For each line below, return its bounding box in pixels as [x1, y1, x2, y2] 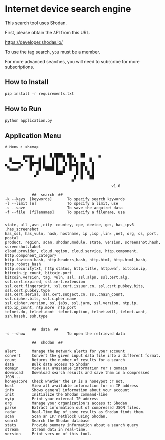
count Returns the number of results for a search [5, 358, 125, 363]
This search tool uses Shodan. [5, 20, 67, 26]
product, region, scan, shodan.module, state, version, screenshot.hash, [5, 240, 161, 245]
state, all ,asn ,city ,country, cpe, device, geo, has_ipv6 [5, 222, 134, 228]
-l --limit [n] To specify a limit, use [5, 201, 119, 206]
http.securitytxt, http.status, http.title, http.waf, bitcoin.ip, [5, 266, 148, 271]
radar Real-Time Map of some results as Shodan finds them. [5, 410, 145, 415]
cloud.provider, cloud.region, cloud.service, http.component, [5, 249, 139, 254]
